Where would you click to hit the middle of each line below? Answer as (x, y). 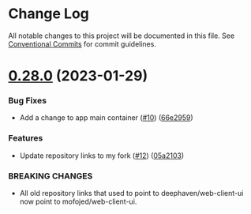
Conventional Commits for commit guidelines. (82, 43)
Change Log (49, 14)
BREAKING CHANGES (51, 176)
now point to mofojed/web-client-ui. (78, 201)
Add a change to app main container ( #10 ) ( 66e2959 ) (106, 118)
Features (26, 138)
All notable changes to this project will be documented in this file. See (122, 36)
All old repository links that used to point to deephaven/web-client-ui (131, 193)
